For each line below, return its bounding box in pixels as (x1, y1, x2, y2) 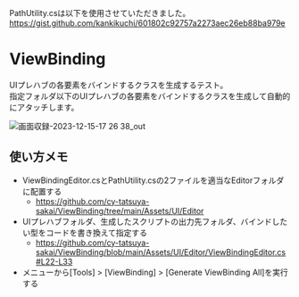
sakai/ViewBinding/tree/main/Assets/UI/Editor (35, 205, 204, 216)
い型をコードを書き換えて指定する (21, 227, 148, 238)
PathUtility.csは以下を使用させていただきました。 (9, 8, 191, 18)
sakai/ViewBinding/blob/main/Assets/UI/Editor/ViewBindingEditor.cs (35, 246, 287, 257)
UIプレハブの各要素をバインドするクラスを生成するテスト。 (9, 79, 228, 90)
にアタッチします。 (9, 102, 79, 112)
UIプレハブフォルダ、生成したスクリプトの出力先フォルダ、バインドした (21, 216, 288, 227)
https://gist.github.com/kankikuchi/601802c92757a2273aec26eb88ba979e (9, 18, 286, 29)
